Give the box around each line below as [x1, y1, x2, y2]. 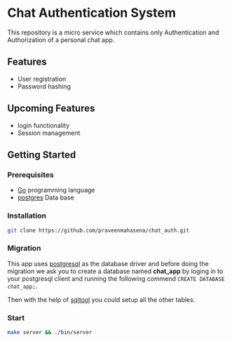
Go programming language [17, 186, 96, 195]
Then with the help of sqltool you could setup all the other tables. [7, 295, 196, 303]
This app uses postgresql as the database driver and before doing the [7, 259, 209, 268]
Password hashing [17, 82, 71, 91]
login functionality [17, 121, 70, 129]
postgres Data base [17, 193, 75, 202]
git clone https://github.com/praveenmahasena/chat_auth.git [7, 227, 190, 234]
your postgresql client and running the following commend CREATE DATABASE [7, 274, 225, 282]
